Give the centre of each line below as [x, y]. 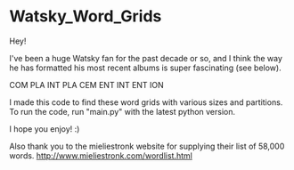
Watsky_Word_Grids [86, 16]
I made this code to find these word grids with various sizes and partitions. [146, 102]
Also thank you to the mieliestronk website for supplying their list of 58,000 [147, 146]
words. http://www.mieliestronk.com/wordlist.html [101, 155]
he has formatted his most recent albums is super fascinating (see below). [146, 68]
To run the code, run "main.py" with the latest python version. [122, 111]
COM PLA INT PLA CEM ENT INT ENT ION [87, 85]
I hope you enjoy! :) [45, 129]
